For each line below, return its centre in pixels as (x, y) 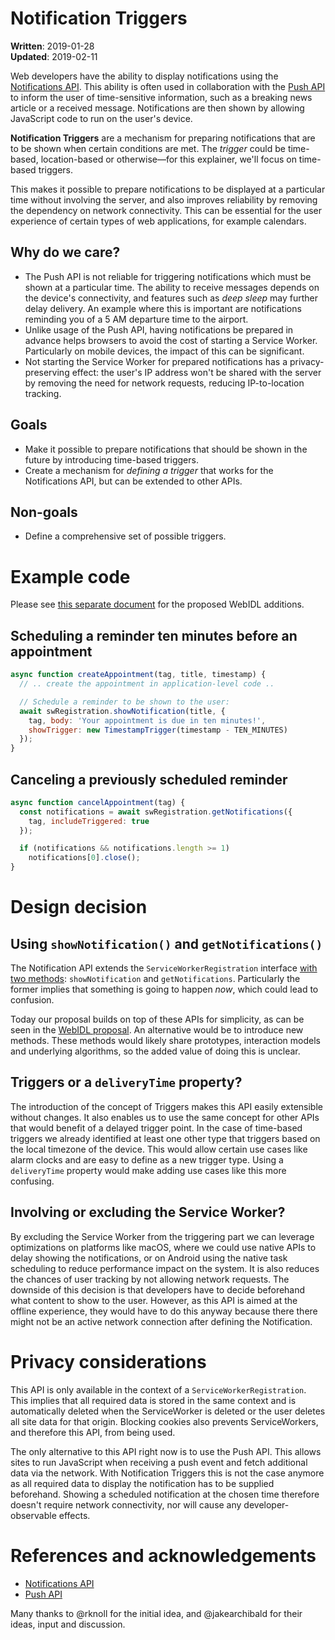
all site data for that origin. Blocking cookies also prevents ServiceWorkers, (164, 1421)
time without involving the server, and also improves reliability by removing (164, 199)
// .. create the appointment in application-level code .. (147, 684)
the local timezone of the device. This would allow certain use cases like (159, 1149)
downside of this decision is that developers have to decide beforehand (158, 1289)
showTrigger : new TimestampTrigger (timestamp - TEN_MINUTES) (158, 730)
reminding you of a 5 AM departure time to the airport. (136, 319)
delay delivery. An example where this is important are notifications (163, 308)
